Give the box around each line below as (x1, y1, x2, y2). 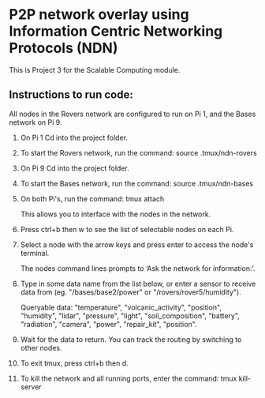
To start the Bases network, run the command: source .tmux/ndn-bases (20, 178, 254, 188)
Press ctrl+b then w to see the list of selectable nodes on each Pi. (20, 224, 234, 234)
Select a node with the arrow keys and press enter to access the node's (20, 239, 254, 250)
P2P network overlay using (9, 6, 189, 24)
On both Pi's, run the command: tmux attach (20, 193, 165, 203)
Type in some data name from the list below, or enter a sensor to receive (20, 279, 256, 288)
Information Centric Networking (9, 22, 223, 40)
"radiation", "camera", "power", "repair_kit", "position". (20, 319, 197, 329)
